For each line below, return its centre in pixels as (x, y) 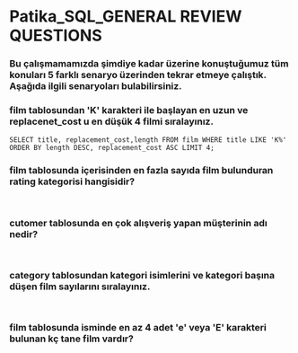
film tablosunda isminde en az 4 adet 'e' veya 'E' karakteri (138, 328)
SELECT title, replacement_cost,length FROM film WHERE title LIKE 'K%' (148, 140)
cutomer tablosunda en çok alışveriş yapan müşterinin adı (138, 223)
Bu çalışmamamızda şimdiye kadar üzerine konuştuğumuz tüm (149, 64)
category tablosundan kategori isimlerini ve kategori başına (142, 275)
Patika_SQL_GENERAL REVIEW (126, 17)
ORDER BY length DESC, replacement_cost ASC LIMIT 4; (112, 148)
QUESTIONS (56, 35)
